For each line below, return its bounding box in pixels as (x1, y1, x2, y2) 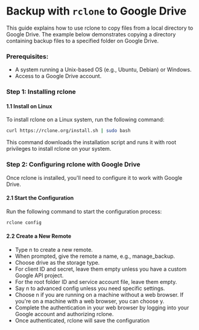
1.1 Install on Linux (6, 102, 52, 110)
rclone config (6, 219, 42, 225)
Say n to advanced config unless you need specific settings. (14, 285, 165, 292)
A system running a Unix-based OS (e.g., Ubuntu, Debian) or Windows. (14, 66, 192, 73)
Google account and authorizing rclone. (14, 310, 114, 317)
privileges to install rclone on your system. (6, 145, 112, 153)
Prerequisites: (6, 52, 49, 61)
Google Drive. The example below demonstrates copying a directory (6, 30, 176, 38)
